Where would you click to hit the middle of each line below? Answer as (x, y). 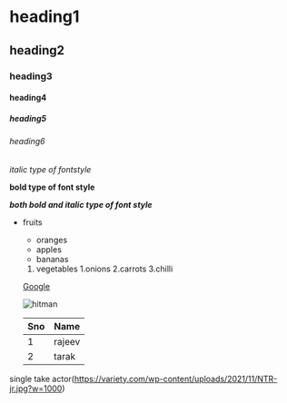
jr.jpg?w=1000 (36, 388)
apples (49, 249)
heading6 (27, 142)
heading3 (31, 76)
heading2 (37, 50)
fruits (32, 222)
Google (36, 286)
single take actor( (42, 378)
